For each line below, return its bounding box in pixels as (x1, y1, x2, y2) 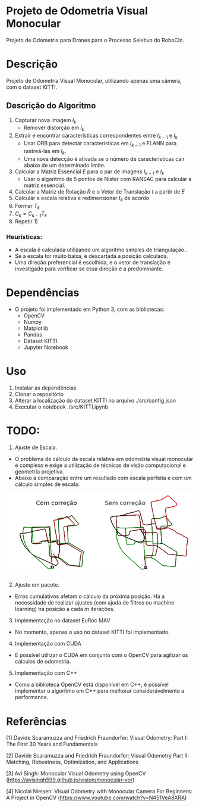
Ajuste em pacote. (14, 581, 60, 588)
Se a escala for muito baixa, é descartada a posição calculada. (14, 253, 168, 260)
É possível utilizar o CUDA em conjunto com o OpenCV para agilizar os (14, 652, 188, 659)
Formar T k (14, 202, 40, 211)
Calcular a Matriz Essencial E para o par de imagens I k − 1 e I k (14, 168, 165, 176)
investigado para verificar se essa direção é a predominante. (14, 265, 163, 272)
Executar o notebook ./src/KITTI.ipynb (14, 403, 109, 410)
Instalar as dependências (14, 384, 77, 391)
